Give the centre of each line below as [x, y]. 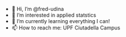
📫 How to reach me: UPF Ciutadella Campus [66, 28]
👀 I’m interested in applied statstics [54, 15]
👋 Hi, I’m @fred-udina [38, 9]
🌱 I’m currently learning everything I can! [61, 21]
